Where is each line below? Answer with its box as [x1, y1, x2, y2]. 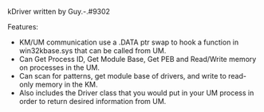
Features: [7, 22, 39, 31]
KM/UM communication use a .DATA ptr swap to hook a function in [18, 37, 239, 47]
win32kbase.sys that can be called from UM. [18, 46, 167, 55]
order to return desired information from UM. [18, 97, 167, 106]
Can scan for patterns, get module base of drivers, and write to [18, 71, 227, 80]
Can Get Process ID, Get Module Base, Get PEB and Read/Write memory [18, 55, 257, 64]
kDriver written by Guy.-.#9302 [7, 7, 111, 16]
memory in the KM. [34, 79, 98, 89]
